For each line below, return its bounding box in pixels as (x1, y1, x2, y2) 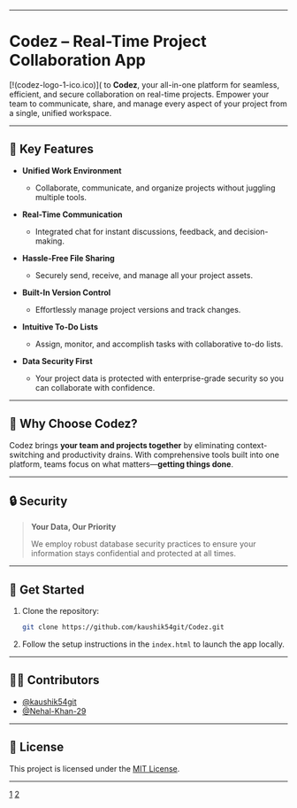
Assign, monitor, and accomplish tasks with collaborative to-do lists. (34, 338, 284, 349)
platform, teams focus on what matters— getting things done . (9, 458, 234, 470)
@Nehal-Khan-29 (21, 705, 87, 716)
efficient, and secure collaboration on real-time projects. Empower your (9, 89, 270, 99)
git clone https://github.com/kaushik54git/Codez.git (21, 623, 225, 632)
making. (34, 236, 65, 246)
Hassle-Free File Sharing (21, 252, 115, 263)
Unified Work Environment (21, 165, 122, 175)
